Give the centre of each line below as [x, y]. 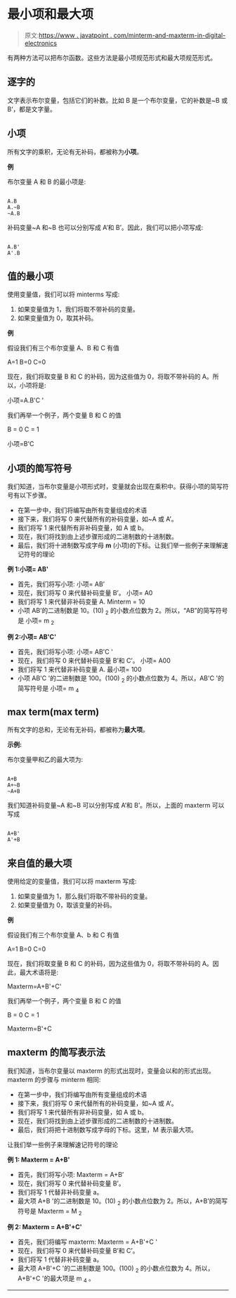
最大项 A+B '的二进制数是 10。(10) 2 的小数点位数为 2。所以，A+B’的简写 [123, 1202]
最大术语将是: [39, 972]
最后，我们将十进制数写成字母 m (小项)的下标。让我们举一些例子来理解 [120, 545]
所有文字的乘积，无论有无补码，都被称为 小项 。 [75, 151]
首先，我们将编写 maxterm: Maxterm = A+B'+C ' [87, 1242]
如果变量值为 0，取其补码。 [57, 318]
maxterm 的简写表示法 [56, 1052]
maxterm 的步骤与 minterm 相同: [54, 1079]
